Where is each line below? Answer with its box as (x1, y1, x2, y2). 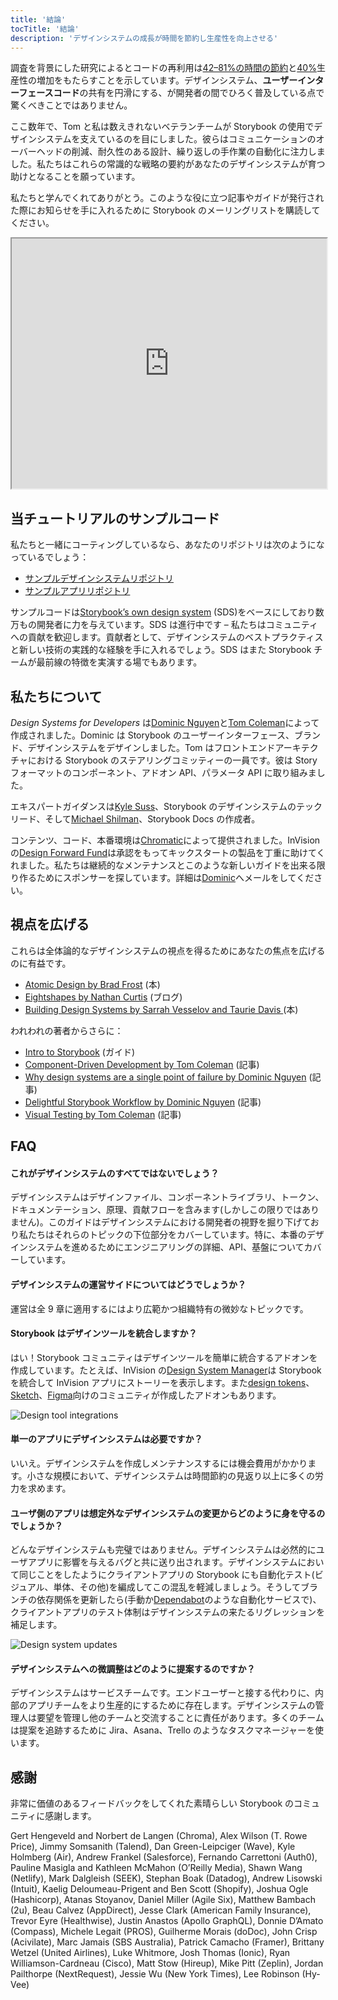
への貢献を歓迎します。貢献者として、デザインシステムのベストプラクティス (10, 631, 324, 643)
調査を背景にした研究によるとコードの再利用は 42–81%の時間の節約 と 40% (10, 62, 317, 74)
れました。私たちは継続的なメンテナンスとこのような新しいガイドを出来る (10, 859, 317, 871)
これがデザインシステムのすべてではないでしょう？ (10, 1167, 220, 1179)
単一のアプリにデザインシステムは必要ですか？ (10, 1433, 203, 1445)
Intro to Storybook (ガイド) (24, 1046, 136, 1058)
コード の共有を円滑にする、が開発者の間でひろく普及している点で (53, 87, 325, 99)
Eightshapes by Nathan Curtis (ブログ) (24, 991, 183, 1003)
